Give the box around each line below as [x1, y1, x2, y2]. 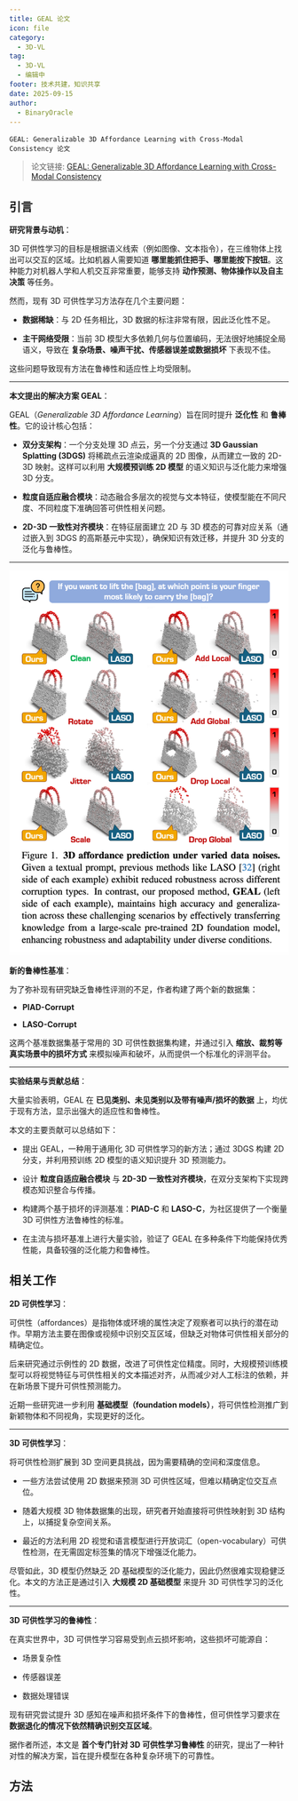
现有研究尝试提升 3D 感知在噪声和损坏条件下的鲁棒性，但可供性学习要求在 [9, 1709, 281, 1719]
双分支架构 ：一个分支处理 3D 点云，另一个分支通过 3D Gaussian [21, 440, 259, 450]
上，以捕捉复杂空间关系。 [21, 1516, 116, 1527]
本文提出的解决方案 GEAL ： [9, 391, 110, 402]
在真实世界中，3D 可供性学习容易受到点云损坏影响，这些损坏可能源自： [9, 1633, 271, 1644]
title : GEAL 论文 [9, 14, 71, 23]
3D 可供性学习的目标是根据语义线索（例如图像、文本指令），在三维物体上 [9, 243, 275, 254]
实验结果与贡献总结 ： [9, 1075, 87, 1086]
